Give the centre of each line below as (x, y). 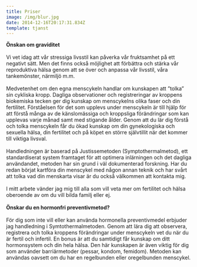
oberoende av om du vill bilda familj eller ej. (59, 195)
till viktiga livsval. (27, 139)
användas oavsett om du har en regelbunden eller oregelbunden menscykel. (98, 258)
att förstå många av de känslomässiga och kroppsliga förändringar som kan (98, 114)
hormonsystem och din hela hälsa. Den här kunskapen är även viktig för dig (98, 245)
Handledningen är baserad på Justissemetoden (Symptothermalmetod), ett (97, 151)
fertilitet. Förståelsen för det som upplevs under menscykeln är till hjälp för (96, 107)
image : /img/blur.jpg (33, 17)
